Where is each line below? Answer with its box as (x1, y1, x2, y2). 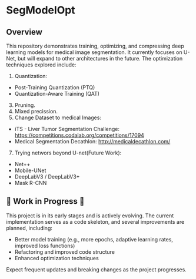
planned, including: (6, 224, 53, 231)
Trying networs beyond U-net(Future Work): (14, 149, 122, 156)
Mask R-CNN (14, 180, 47, 186)
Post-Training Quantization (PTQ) (14, 84, 95, 91)
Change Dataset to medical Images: (14, 114, 102, 121)
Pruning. (14, 102, 35, 109)
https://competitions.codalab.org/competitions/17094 (14, 132, 144, 139)
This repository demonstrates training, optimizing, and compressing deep (6, 42, 184, 49)
